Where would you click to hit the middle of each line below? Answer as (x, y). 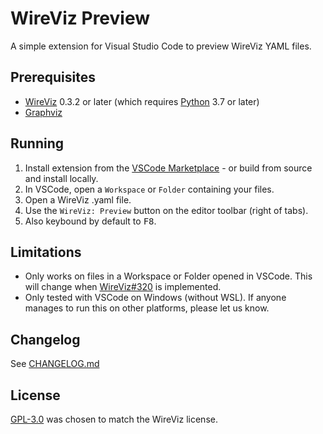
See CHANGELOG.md (55, 364)
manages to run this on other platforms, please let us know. (147, 308)
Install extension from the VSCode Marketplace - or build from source (168, 168)
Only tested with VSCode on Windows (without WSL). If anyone (155, 298)
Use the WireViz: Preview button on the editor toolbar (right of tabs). (166, 210)
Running (37, 143)
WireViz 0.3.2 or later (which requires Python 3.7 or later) (142, 101)
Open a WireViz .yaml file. (78, 199)
